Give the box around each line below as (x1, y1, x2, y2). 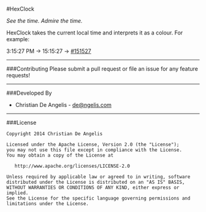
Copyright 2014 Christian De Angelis (6, 131, 103, 137)
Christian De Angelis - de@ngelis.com (15, 101, 112, 108)
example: (6, 36, 29, 42)
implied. (6, 190, 29, 196)
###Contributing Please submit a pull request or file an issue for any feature (6, 65, 198, 73)
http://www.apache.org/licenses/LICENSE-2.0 (14, 163, 131, 169)
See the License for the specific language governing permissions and (6, 195, 191, 202)
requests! (6, 72, 31, 79)
